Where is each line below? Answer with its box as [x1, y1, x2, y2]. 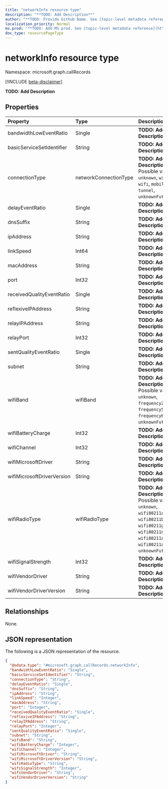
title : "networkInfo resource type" [5, 7, 81, 13]
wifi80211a [138, 510, 164, 516]
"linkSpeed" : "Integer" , [9, 696, 61, 701]
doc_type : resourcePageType [5, 31, 64, 36]
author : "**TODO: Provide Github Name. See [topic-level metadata [5, 17, 146, 22]
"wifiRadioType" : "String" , [9, 761, 68, 766]
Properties [5, 103, 39, 111]
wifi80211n [138, 529, 164, 535]
